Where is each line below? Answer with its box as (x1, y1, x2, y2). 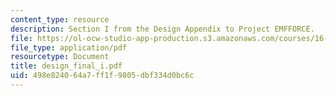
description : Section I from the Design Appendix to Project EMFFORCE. (10, 24, 315, 34)
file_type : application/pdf (10, 42, 128, 53)
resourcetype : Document (10, 52, 110, 62)
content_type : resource (10, 14, 110, 25)
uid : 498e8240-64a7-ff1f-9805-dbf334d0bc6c (10, 71, 195, 81)
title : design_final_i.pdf (10, 61, 123, 71)
